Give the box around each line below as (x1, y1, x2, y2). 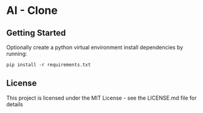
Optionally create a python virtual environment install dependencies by (6, 44, 184, 51)
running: (6, 50, 27, 57)
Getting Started (6, 28, 66, 38)
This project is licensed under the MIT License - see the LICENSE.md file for (6, 94, 197, 102)
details (6, 100, 23, 108)
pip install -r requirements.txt (6, 62, 91, 68)
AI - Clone (6, 4, 58, 18)
